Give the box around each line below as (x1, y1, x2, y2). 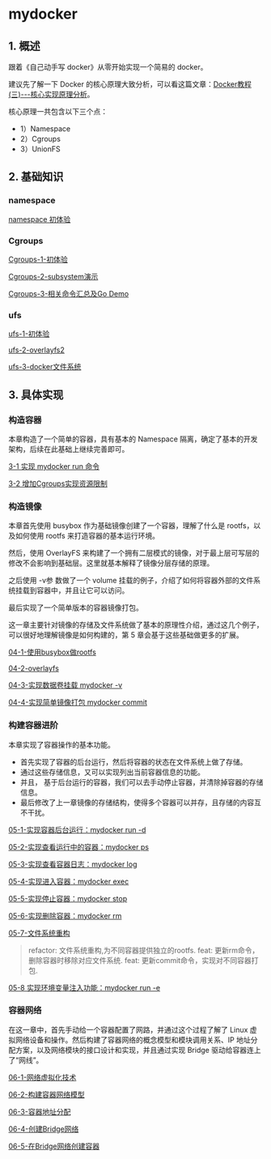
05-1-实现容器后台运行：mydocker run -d (8, 825, 146, 834)
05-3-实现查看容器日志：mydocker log (8, 859, 138, 869)
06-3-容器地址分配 (8, 1106, 71, 1116)
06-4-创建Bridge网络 (8, 1123, 79, 1134)
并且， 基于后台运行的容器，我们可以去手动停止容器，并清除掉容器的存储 (19, 777, 264, 786)
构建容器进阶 (8, 720, 59, 731)
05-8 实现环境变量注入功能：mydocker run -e (8, 982, 160, 992)
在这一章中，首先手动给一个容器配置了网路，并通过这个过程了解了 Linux (8, 1025, 248, 1034)
